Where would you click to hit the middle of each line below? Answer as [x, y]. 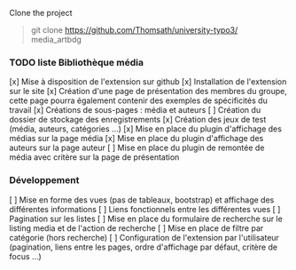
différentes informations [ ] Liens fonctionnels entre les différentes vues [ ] [145, 209]
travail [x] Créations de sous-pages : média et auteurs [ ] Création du [135, 110]
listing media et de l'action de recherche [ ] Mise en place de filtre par [136, 228]
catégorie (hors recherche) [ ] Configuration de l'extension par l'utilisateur [144, 237]
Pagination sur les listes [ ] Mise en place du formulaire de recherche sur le [146, 218]
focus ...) [25, 256]
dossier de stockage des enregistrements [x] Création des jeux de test [138, 120]
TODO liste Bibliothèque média [77, 62]
